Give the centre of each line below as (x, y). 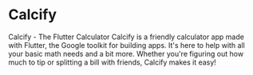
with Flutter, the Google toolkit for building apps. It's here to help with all (126, 45)
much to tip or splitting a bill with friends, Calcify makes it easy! (113, 62)
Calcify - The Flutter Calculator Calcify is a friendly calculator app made (126, 37)
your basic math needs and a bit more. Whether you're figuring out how (126, 53)
